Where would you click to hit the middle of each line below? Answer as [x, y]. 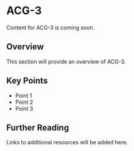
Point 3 [24, 108]
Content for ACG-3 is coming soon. [51, 28]
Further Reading [38, 127]
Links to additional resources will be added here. [67, 142]
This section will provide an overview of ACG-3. [66, 61]
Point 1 [23, 95]
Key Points [27, 81]
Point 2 [24, 102]
